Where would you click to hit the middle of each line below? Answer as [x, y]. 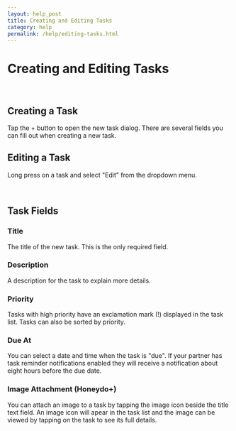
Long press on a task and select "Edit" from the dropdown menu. [102, 175]
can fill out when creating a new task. [62, 135]
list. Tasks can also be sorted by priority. [67, 322]
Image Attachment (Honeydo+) [62, 389]
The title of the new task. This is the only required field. [88, 246]
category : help [30, 27]
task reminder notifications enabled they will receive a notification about [113, 364]
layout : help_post [34, 14]
